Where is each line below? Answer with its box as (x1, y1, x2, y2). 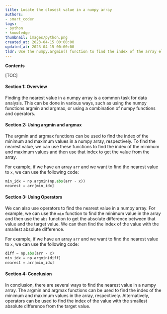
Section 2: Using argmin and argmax (5, 122, 82, 128)
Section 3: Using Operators (5, 194, 63, 200)
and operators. (5, 110, 36, 116)
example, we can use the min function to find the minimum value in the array (5, 210, 161, 216)
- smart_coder (5, 16, 35, 21)
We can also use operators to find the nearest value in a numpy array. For (5, 205, 156, 211)
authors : (5, 12, 23, 17)
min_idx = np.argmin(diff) (5, 255, 61, 260)
